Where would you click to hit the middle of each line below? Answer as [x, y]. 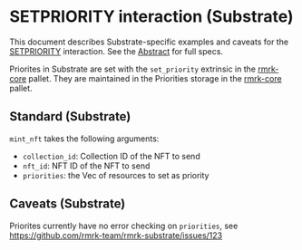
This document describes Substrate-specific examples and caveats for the [149, 42]
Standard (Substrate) [70, 116]
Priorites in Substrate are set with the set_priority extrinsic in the [133, 69]
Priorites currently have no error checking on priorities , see [124, 226]
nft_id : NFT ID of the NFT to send [86, 166]
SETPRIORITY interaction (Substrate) [151, 17]
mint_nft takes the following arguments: [84, 139]
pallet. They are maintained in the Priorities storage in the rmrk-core [156, 78]
